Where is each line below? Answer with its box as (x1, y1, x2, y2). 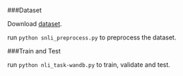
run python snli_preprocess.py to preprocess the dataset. (7, 33, 177, 42)
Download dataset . (7, 20, 62, 27)
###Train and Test (7, 47, 61, 55)
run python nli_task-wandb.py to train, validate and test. (7, 61, 171, 69)
